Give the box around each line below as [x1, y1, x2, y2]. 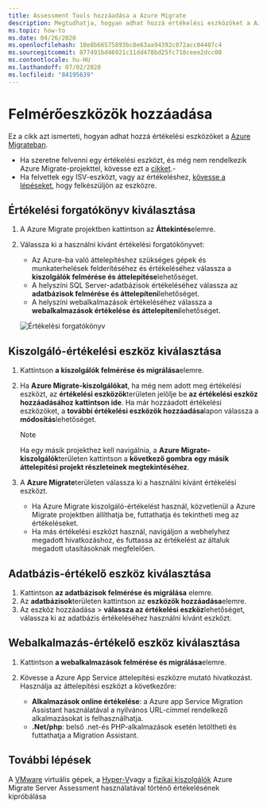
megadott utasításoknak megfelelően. [31, 544, 156, 553]
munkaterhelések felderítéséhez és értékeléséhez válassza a [31, 264, 232, 273]
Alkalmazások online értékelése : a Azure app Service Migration [31, 696, 244, 706]
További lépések [8, 753, 91, 767]
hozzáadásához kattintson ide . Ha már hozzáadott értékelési [19, 398, 222, 408]
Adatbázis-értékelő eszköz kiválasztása [8, 567, 212, 580]
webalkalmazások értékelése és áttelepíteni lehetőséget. [31, 306, 221, 315]
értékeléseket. [31, 518, 79, 528]
